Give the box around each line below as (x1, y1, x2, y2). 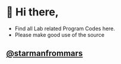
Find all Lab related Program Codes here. (14, 25, 116, 32)
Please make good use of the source (14, 31, 105, 38)
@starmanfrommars (6, 49, 83, 59)
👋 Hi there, (6, 5, 59, 19)
